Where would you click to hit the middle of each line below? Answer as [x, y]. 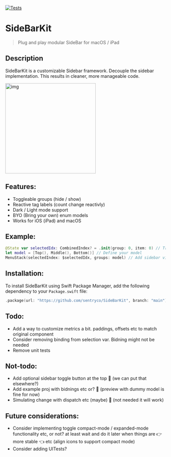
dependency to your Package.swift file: [46, 291]
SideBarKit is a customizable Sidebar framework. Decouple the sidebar [80, 71]
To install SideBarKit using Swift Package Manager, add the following [78, 286]
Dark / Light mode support [40, 210]
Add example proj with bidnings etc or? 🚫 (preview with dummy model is [88, 389]
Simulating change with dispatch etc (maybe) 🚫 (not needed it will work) [88, 400]
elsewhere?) [26, 384]
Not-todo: [21, 366]
